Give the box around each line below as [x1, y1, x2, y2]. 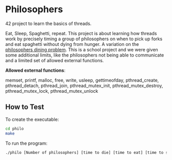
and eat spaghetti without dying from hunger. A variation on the [5, 41, 139, 47]
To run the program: [5, 140, 48, 146]
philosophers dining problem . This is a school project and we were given [5, 46, 159, 52]
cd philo [5, 126, 24, 131]
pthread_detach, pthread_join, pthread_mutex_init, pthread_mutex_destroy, [5, 83, 163, 89]
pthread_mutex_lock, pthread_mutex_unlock [5, 88, 98, 94]
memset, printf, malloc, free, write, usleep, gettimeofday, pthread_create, [5, 77, 159, 83]
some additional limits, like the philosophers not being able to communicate [5, 52, 164, 58]
